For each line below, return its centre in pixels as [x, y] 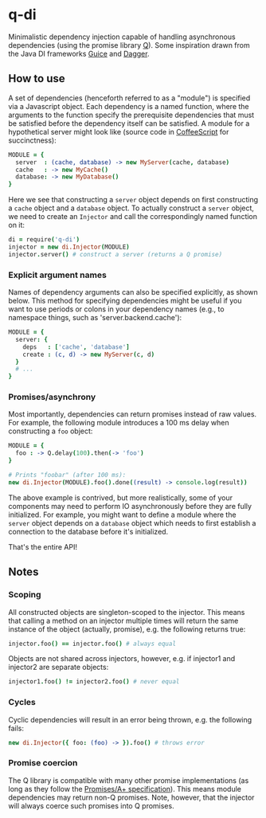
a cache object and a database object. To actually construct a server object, [131, 208]
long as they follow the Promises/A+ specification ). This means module [125, 789]
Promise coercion [43, 763]
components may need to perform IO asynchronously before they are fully [130, 506]
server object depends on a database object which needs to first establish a [132, 523]
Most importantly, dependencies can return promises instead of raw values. [133, 414]
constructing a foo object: [51, 431]
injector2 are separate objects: [59, 667]
